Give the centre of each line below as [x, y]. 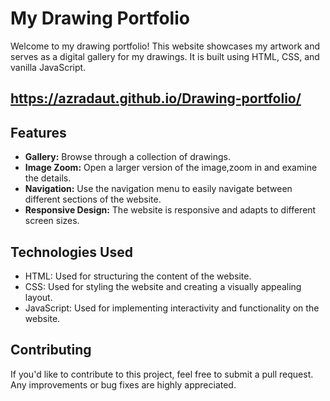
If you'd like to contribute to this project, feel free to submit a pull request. [162, 374]
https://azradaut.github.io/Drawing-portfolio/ [156, 98]
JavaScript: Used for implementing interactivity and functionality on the [172, 308]
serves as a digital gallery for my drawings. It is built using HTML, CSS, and [165, 56]
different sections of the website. [93, 199]
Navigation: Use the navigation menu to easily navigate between [158, 189]
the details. [48, 178]
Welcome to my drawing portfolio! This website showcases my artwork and [165, 46]
